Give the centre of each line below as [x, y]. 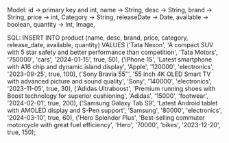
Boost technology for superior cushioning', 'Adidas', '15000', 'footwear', [108, 96]
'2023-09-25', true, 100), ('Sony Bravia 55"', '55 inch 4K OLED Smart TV [109, 74]
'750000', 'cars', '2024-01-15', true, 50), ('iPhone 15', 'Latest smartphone [110, 60]
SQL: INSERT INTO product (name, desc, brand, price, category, [98, 38]
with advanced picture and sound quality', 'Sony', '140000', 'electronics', [110, 81]
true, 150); [22, 132]
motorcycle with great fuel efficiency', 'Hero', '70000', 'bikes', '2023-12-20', [114, 125]
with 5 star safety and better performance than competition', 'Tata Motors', [112, 52]
